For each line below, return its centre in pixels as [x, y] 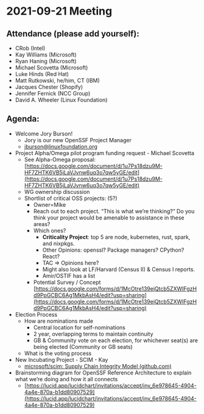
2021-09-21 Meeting [59, 11]
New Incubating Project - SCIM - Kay [62, 359]
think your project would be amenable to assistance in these [109, 218]
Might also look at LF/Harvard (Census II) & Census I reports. [119, 269]
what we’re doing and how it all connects [66, 379]
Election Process [36, 314]
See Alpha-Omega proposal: [60, 159]
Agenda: [23, 119]
